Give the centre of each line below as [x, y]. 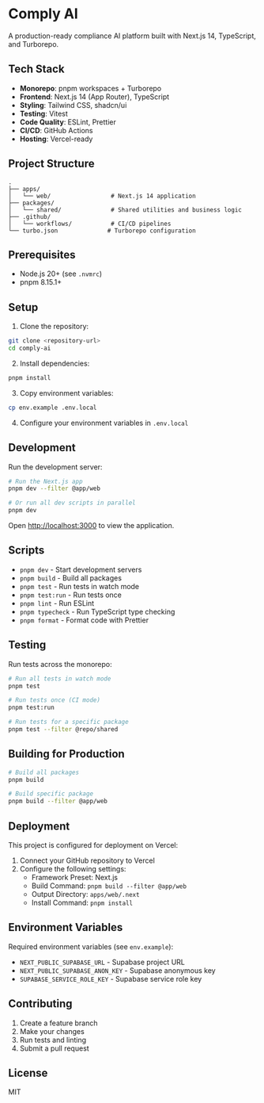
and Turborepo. [34, 44]
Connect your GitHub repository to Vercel [87, 860]
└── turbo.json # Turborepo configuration [102, 231]
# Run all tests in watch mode [60, 679]
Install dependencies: [55, 363]
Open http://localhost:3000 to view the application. [91, 525]
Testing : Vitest [44, 113]
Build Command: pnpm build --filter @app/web [109, 886]
